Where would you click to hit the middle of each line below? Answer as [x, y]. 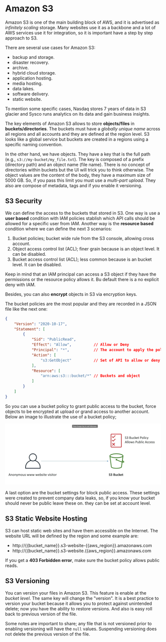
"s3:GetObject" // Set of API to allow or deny [100, 360]
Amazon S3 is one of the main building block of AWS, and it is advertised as [82, 22]
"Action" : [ [44, 355]
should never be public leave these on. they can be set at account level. [78, 503]
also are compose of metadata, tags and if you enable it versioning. [74, 185]
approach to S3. [21, 38]
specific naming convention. [34, 144]
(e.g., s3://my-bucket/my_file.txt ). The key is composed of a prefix [75, 159]
